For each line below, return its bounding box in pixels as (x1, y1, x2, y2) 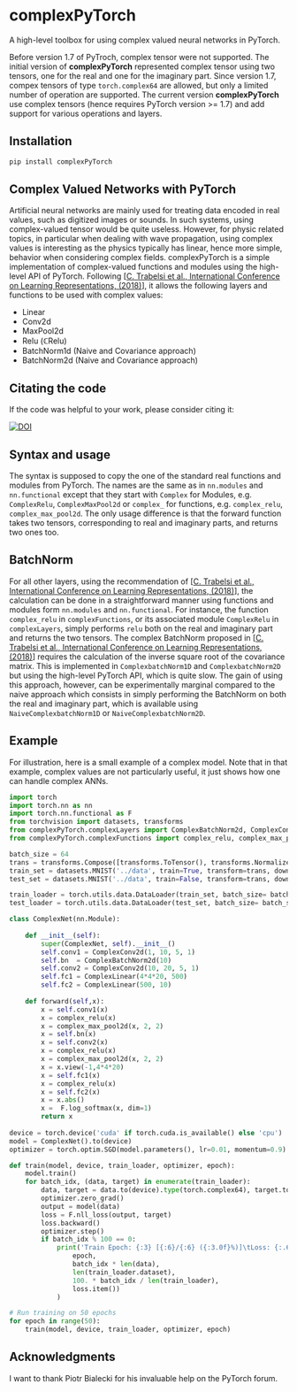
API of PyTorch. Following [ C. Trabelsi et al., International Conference (27, 271, 280, 281)
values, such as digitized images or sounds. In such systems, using (9, 214, 255, 226)
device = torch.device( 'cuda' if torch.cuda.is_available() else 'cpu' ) (9, 1128, 283, 1137)
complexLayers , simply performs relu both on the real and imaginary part (9, 623, 274, 634)
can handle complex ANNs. (9, 775, 109, 786)
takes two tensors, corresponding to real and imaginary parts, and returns (9, 518, 278, 528)
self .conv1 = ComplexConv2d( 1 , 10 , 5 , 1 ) (41, 948, 196, 957)
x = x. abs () (41, 1096, 86, 1104)
